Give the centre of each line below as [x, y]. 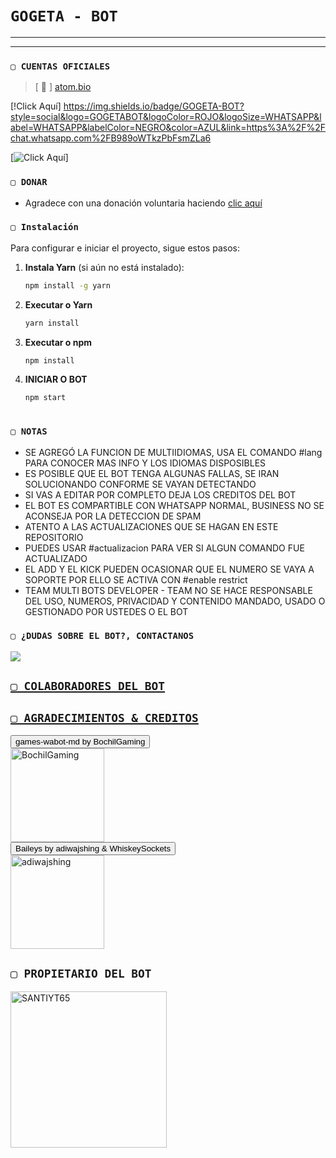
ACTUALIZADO [56, 558]
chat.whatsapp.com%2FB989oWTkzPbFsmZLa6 [111, 138]
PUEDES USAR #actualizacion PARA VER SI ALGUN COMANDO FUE [164, 548]
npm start [45, 398]
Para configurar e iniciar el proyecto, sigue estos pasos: [125, 248]
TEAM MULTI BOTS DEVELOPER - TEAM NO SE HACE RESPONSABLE [168, 590]
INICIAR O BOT [56, 379]
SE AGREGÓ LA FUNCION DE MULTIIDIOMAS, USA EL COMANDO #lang [173, 452]
